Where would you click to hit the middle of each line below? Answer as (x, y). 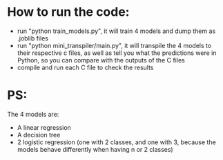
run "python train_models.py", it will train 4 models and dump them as (116, 31)
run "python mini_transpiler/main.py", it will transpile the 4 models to (114, 45)
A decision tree (39, 135)
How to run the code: (68, 12)
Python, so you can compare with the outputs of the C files (101, 60)
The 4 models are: (33, 114)
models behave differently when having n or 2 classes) (95, 149)
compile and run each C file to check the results (85, 67)
